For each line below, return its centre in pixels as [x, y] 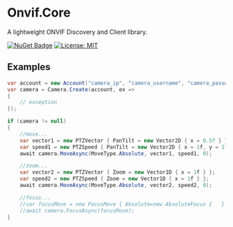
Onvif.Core [39, 13]
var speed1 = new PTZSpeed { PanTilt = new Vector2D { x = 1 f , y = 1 [122, 147]
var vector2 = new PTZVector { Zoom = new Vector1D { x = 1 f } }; [118, 172]
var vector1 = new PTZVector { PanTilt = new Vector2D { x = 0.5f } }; [125, 140]
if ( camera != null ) [37, 121]
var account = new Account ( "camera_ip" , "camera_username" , [96, 83]
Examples [29, 67]
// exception [38, 102]
